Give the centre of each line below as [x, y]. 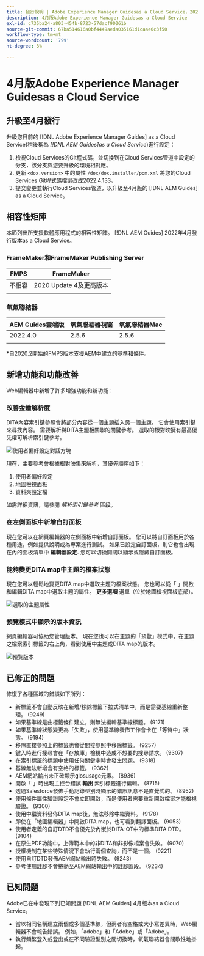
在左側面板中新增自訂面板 [44, 522]
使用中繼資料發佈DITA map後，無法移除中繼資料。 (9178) [86, 814]
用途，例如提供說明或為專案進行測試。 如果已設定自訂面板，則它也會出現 [103, 544]
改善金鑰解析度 [28, 408]
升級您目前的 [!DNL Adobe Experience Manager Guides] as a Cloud [91, 137]
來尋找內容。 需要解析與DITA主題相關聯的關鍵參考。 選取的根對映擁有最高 [99, 430]
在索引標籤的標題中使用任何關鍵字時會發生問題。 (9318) [85, 760]
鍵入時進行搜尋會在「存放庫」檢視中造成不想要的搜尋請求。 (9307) [99, 753]
